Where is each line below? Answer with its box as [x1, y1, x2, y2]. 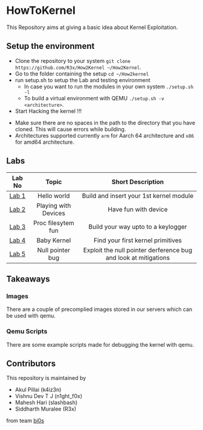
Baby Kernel [36, 236, 71, 245]
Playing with [36, 201, 71, 210]
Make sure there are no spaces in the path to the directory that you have [14, 119, 195, 126]
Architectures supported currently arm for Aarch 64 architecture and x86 [14, 132, 195, 139]
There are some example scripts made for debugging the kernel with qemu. [6, 341, 195, 348]
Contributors [6, 358, 56, 368]
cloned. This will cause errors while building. [14, 125, 126, 133]
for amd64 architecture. [14, 138, 74, 146]
